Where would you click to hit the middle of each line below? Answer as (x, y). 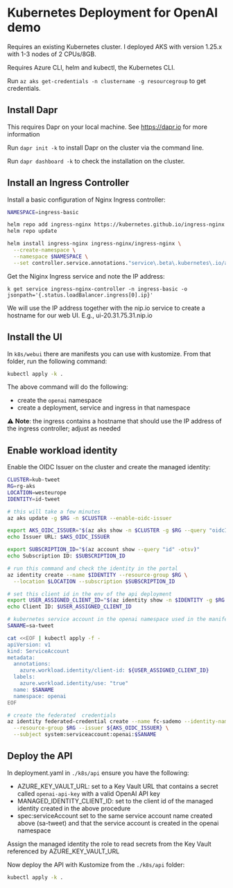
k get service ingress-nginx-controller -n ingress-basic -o (97, 289)
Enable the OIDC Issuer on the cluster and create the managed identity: (109, 467)
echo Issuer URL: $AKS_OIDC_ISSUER (59, 537)
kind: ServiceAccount (38, 651)
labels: (25, 677)
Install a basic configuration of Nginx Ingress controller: (86, 200)
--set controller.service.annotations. (71, 263)
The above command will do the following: (68, 387)
